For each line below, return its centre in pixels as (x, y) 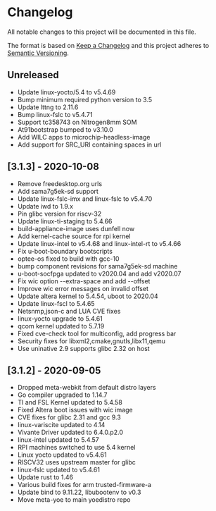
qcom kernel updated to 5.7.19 (61, 326)
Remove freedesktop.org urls (60, 183)
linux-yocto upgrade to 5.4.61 (60, 319)
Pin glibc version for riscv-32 (59, 214)
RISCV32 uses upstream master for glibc (76, 462)
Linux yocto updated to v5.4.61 (62, 455)
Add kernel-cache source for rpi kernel (74, 236)
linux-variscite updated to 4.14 (61, 425)
